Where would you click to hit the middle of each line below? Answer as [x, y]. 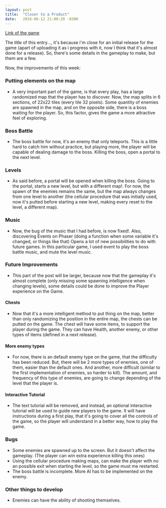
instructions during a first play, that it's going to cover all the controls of [85, 416]
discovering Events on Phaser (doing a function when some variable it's [85, 236]
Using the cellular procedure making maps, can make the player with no [85, 460]
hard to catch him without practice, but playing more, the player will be [84, 147]
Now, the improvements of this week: [43, 68]
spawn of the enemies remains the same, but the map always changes [84, 192]
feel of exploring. [30, 118]
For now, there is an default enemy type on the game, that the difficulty [84, 357]
